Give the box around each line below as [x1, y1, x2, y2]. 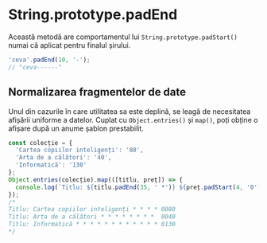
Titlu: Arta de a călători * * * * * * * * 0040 [8, 213, 176, 221]
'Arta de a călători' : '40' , [15, 154, 112, 162]
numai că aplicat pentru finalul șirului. [8, 40, 131, 49]
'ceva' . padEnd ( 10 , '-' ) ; [8, 56, 91, 64]
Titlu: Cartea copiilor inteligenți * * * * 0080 [8, 206, 176, 214]
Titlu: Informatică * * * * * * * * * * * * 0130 [8, 221, 176, 229]
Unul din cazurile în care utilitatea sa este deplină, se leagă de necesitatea [8, 106, 251, 116]
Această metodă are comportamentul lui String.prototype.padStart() [8, 32, 238, 41]
